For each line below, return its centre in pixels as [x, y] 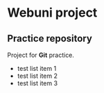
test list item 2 [37, 76]
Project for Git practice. [41, 55]
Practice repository [50, 39]
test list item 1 [37, 68]
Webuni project [52, 13]
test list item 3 [37, 83]
